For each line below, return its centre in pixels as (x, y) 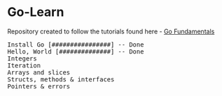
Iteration (24, 65)
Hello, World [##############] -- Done (76, 51)
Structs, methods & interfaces (61, 79)
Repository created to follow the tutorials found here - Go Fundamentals (111, 31)
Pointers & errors (39, 86)
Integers (22, 58)
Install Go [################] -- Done (76, 45)
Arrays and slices (39, 72)
